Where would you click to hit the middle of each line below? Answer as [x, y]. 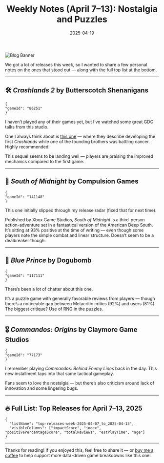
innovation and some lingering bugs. [42, 388]
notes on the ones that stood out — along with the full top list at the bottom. [81, 70]
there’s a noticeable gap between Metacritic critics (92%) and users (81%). [81, 304]
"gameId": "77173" [24, 355]
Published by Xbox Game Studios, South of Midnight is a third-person [75, 220]
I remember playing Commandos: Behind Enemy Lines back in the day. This [81, 368]
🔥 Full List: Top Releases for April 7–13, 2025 [74, 408]
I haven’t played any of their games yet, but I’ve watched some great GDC [79, 122]
